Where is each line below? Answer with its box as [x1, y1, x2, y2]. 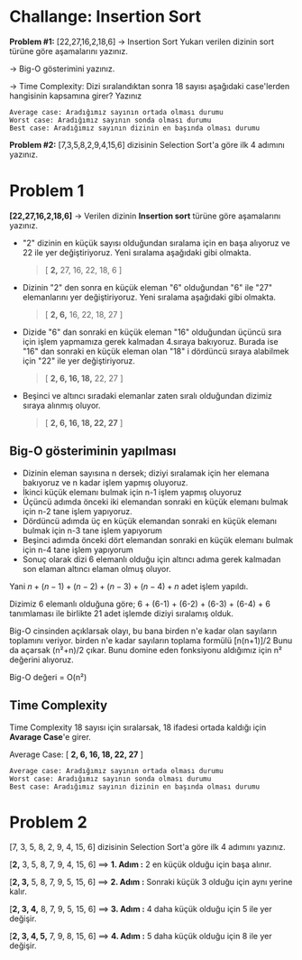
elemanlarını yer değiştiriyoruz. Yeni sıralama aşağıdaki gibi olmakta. [22, 291, 277, 302]
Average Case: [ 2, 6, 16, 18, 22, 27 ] [9, 749, 144, 760]
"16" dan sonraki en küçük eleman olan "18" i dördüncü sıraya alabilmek [22, 346, 290, 356]
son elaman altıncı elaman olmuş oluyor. [22, 563, 171, 574]
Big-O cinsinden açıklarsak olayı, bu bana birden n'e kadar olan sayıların [9, 625, 278, 636]
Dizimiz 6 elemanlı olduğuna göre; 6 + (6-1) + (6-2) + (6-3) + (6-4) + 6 [9, 598, 270, 609]
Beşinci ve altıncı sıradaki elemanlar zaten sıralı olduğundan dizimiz [22, 390, 273, 401]
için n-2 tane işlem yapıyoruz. [22, 505, 133, 516]
